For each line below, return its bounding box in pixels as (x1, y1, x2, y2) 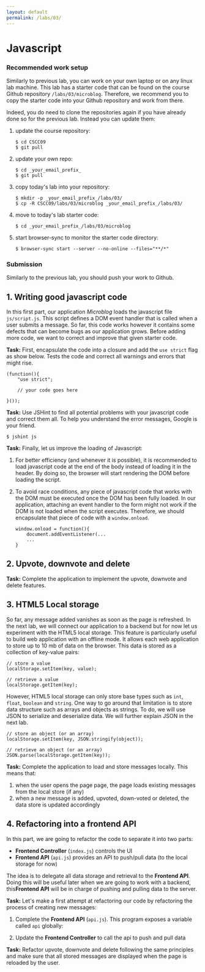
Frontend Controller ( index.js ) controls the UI (15, 847, 133, 855)
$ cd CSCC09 (15, 139, 46, 145)
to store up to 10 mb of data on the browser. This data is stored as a (6, 642, 177, 649)
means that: (6, 769, 37, 776)
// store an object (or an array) (6, 730, 95, 737)
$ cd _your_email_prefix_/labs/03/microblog (15, 223, 131, 229)
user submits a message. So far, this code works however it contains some (6, 321, 195, 329)
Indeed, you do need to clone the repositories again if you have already (6, 108, 186, 116)
